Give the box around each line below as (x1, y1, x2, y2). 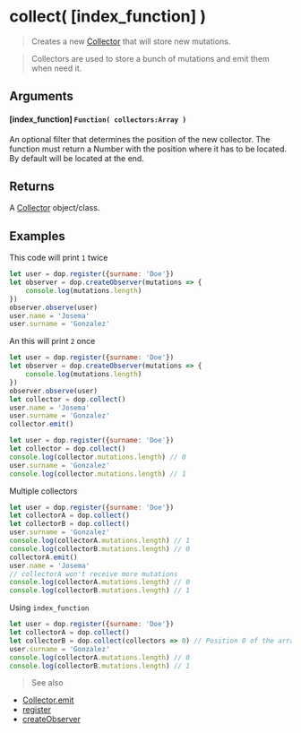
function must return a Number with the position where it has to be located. (9, 143, 288, 154)
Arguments (9, 89, 74, 104)
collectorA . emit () (9, 553, 78, 562)
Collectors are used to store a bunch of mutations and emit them (30, 53, 271, 64)
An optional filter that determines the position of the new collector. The (9, 134, 271, 144)
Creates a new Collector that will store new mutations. (30, 36, 231, 47)
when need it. (30, 63, 82, 73)
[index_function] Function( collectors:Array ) (9, 114, 186, 125)
